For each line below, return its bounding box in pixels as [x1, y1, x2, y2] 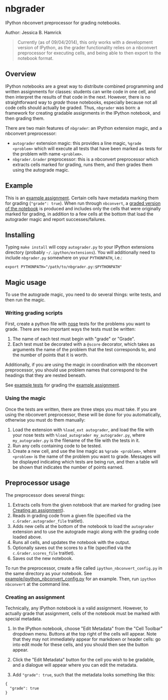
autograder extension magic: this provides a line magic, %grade [12, 140, 142, 146]
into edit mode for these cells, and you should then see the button [12, 641, 149, 647]
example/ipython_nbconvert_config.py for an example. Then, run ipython [5, 576, 156, 582]
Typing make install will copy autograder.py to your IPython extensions [5, 244, 154, 250]
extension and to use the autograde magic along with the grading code [12, 528, 159, 534]
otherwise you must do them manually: [5, 417, 86, 423]
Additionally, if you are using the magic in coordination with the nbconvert [5, 362, 158, 368]
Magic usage [5, 278, 47, 287]
